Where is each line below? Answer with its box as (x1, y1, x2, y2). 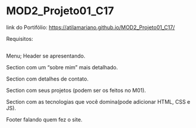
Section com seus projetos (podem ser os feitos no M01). (6, 87, 147, 94)
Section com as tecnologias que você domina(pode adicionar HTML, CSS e (6, 98, 191, 105)
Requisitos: (6, 35, 34, 42)
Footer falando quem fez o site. (6, 116, 83, 123)
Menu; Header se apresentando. (6, 52, 86, 60)
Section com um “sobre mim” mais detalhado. (6, 64, 118, 71)
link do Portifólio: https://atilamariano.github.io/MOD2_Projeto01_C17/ (6, 24, 175, 31)
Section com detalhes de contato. (6, 75, 89, 82)
